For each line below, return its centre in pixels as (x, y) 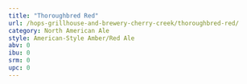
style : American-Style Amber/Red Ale (72, 38)
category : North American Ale (59, 30)
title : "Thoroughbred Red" (54, 16)
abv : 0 (19, 46)
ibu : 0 (19, 53)
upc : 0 (19, 68)
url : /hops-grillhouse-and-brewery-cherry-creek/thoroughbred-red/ (124, 23)
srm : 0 (19, 61)
